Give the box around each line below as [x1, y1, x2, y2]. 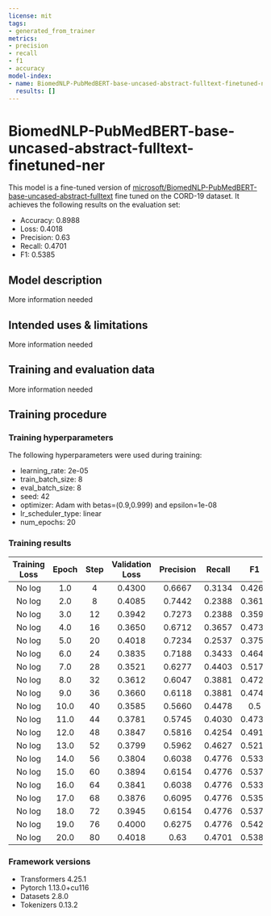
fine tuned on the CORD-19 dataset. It [115, 191, 240, 201]
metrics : [8, 34, 38, 43]
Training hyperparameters [8, 432, 114, 443]
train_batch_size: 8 [19, 474, 83, 485]
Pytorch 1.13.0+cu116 [19, 883, 90, 893]
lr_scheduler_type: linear [19, 509, 102, 519]
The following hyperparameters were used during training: [8, 450, 202, 460]
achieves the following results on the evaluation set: [8, 200, 181, 210]
